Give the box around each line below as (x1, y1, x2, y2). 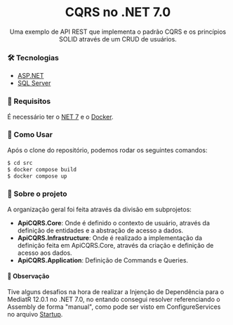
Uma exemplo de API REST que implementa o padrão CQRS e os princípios (9, 27, 227, 36)
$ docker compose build (7, 166, 77, 173)
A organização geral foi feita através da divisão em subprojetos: (7, 205, 192, 213)
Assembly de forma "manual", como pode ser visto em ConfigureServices (7, 303, 221, 311)
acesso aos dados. (17, 248, 72, 257)
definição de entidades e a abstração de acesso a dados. (17, 226, 184, 234)
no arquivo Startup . (7, 310, 63, 318)
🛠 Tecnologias (7, 53, 60, 62)
